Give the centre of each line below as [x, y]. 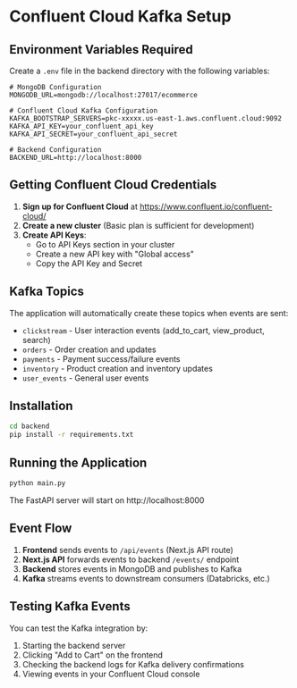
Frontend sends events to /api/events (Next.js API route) [128, 550]
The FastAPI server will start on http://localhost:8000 [107, 500]
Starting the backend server [74, 645]
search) [36, 340]
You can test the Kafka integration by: [79, 628]
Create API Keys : [54, 235]
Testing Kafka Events [70, 606]
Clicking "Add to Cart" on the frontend [93, 655]
